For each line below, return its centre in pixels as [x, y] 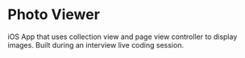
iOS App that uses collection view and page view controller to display [122, 37]
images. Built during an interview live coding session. [96, 44]
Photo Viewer [54, 15]
